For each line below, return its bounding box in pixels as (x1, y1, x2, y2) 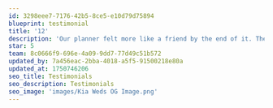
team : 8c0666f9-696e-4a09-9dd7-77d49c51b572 (8, 50, 162, 58)
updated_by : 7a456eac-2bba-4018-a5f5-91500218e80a (8, 58, 184, 66)
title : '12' (8, 27, 49, 35)
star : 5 (8, 42, 35, 50)
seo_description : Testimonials (8, 80, 115, 88)
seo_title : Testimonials (8, 72, 93, 80)
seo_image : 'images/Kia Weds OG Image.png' (8, 87, 158, 96)
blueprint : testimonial (8, 19, 89, 28)
